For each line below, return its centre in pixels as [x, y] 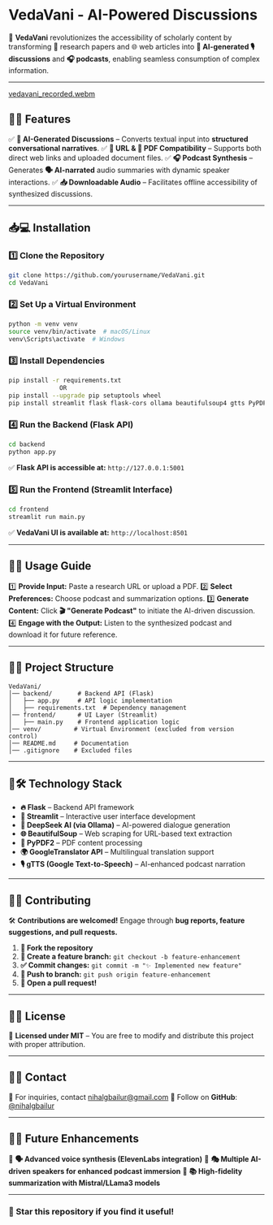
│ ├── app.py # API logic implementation [91, 700]
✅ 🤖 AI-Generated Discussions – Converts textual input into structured [128, 139]
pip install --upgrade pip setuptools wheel [85, 396]
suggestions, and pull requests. [63, 933]
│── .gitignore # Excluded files [70, 750]
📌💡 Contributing [50, 900]
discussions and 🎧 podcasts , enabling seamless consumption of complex [134, 58]
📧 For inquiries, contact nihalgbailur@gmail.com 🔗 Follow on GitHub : [123, 1097]
